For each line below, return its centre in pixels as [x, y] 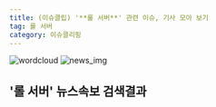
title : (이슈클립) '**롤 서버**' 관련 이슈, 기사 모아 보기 [109, 18]
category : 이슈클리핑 [45, 34]
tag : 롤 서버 [31, 26]
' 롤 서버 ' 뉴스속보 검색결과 [78, 91]
